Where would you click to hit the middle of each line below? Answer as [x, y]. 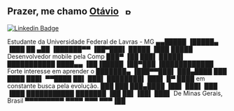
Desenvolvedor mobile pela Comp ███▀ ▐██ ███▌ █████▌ [96, 56]
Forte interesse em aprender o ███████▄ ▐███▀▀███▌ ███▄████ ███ [117, 71]
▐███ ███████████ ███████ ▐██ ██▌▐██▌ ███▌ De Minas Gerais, [115, 93]
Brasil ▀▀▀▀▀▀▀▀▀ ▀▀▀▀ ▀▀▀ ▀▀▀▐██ [66, 101]
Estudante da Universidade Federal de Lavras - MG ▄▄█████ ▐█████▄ [113, 42]
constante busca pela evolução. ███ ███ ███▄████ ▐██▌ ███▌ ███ [112, 85]
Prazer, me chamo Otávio [63, 11]
